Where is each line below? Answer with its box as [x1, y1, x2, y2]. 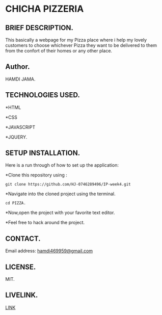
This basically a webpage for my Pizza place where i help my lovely [5, 37, 147, 43]
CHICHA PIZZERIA [5, 3, 84, 15]
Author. [5, 62, 30, 71]
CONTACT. [5, 234, 41, 243]
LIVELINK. [5, 291, 38, 300]
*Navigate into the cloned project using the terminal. [5, 191, 116, 197]
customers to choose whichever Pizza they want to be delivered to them [5, 42, 157, 48]
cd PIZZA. [5, 201, 26, 206]
